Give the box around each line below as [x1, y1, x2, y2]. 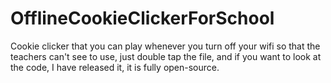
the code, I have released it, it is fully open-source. [10, 61, 220, 73]
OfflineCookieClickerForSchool [10, 7, 275, 30]
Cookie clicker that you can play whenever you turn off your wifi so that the [10, 40, 321, 52]
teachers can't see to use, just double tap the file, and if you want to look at [10, 50, 322, 62]
